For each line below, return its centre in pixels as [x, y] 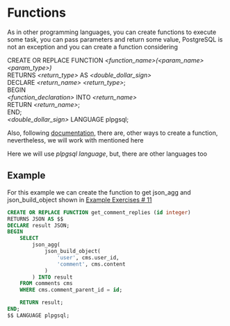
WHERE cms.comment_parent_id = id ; [71, 290]
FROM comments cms [46, 284]
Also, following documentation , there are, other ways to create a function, [113, 133]
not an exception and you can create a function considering [93, 47]
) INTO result [52, 277]
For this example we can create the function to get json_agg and [99, 192]
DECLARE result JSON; [39, 225]
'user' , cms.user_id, [88, 258]
